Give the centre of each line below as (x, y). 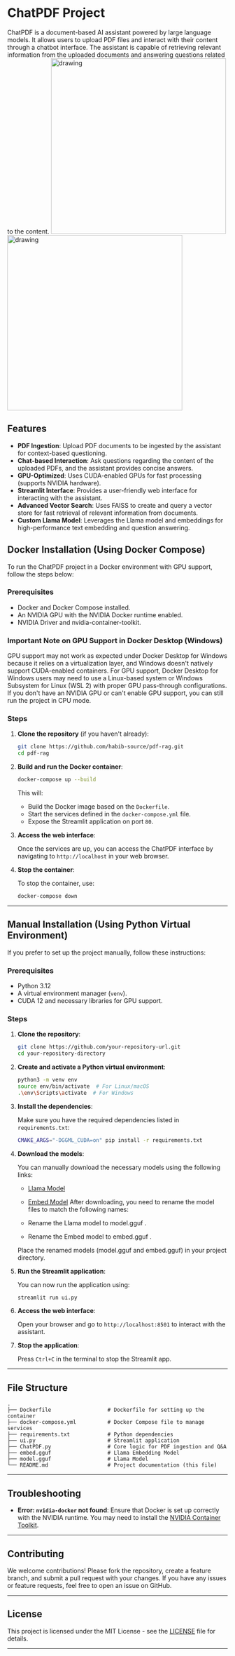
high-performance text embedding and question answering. (104, 527)
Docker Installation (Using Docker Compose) (106, 550)
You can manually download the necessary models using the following (119, 1167)
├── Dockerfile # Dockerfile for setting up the (106, 1410)
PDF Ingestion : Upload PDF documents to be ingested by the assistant (119, 445)
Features (27, 429)
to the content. (28, 231)
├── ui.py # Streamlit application (93, 1441)
